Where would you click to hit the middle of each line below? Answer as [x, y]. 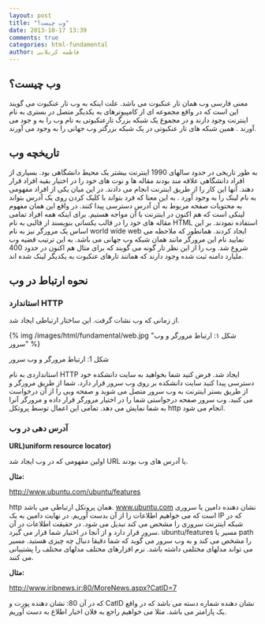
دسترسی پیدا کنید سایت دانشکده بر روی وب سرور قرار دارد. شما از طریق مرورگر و [132, 383]
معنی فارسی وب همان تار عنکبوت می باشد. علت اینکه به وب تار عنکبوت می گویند [129, 103]
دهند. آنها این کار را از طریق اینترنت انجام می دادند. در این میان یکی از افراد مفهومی [132, 189]
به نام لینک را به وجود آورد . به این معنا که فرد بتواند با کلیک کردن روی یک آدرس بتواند [133, 197]
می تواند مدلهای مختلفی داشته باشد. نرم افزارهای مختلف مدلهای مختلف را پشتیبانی [131, 548]
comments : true [34, 37]
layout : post [30, 15]
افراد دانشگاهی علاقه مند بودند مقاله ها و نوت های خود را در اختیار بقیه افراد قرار [127, 180]
